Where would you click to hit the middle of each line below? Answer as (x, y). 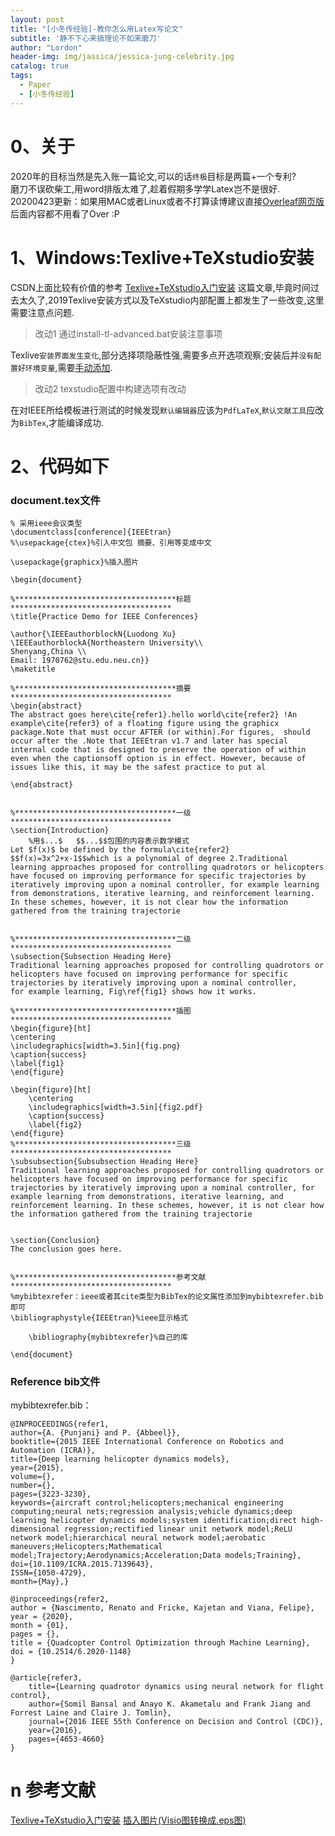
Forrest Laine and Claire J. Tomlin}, (91, 1713)
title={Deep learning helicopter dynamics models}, (120, 1459)
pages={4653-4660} (66, 1739)
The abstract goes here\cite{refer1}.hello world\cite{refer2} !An (154, 714)
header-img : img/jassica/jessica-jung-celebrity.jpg (122, 57)
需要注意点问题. (42, 312)
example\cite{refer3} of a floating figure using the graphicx (145, 723)
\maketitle (33, 669)
